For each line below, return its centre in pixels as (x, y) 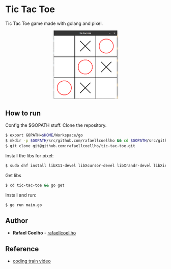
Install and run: (21, 195)
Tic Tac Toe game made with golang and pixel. (54, 23)
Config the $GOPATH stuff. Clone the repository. (56, 125)
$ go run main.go (24, 205)
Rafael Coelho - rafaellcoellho (44, 233)
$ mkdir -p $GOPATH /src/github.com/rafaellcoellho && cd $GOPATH (76, 141)
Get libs (13, 175)
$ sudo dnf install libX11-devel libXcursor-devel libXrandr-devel (78, 165)
